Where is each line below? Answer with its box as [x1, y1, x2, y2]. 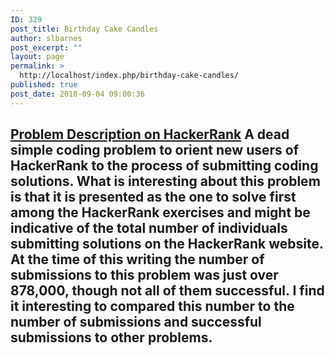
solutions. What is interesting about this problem [10, 173, 321, 190]
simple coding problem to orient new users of [10, 142, 300, 159]
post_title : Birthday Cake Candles [10, 24, 159, 34]
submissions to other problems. [10, 329, 213, 346]
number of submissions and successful [10, 314, 262, 331]
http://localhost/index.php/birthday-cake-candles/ [19, 71, 240, 81]
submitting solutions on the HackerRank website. [10, 236, 324, 253]
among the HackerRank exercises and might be [10, 204, 311, 221]
